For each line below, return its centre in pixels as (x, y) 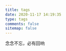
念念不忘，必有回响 (25, 43)
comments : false (22, 24)
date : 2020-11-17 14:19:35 (33, 14)
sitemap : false (21, 28)
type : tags (16, 19)
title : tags (17, 10)
